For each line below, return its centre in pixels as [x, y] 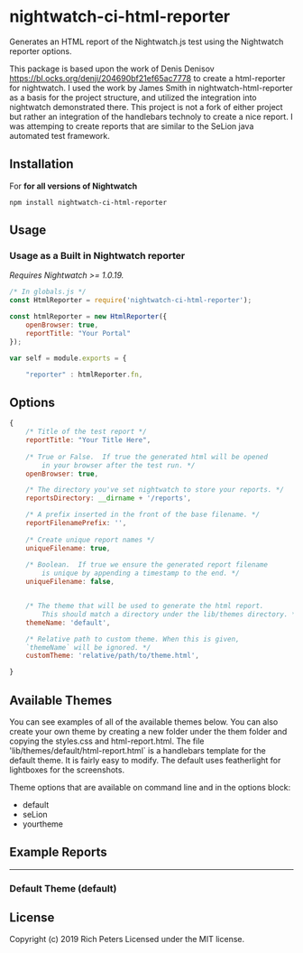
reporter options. [41, 51]
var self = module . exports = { [68, 358]
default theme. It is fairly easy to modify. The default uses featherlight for [145, 760]
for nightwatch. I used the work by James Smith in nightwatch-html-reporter [151, 88]
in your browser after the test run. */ [119, 465]
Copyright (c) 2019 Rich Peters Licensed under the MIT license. [127, 939]
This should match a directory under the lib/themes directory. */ [171, 614]
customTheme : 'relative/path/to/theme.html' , [113, 656]
